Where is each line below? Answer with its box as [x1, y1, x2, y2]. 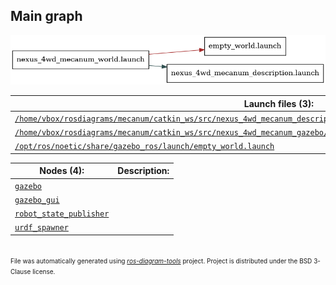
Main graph [10, 8, 83, 25]
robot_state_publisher [14, 209, 110, 219]
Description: [117, 165, 170, 177]
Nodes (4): [39, 165, 85, 177]
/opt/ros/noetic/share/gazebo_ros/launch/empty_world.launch [14, 142, 275, 152]
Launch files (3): [243, 97, 314, 109]
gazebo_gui [14, 195, 60, 205]
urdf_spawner [14, 223, 69, 233]
